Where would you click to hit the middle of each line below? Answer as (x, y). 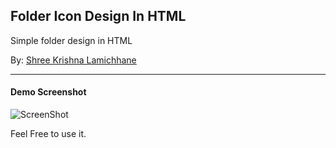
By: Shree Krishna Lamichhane (73, 60)
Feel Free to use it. (48, 134)
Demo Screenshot (48, 92)
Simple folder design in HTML (71, 40)
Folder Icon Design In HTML (98, 16)
